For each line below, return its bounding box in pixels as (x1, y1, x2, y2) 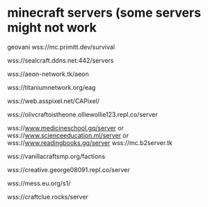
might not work (7, 20, 97, 36)
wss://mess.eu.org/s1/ (7, 179, 71, 187)
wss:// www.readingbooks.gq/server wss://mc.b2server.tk (7, 138, 173, 147)
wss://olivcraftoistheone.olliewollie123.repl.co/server (7, 110, 158, 118)
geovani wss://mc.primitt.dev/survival (7, 43, 115, 51)
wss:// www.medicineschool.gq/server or (7, 123, 124, 132)
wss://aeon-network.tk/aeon (7, 70, 89, 78)
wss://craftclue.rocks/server (7, 192, 89, 201)
